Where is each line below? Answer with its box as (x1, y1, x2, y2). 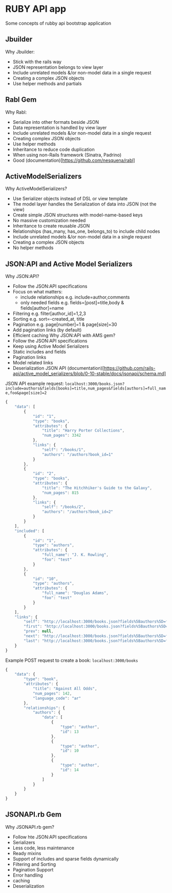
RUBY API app (5, 3, 67, 15)
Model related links (12, 360, 53, 366)
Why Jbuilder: (5, 48, 35, 54)
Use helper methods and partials (12, 80, 82, 86)
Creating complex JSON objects (12, 135, 81, 141)
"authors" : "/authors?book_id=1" (41, 452, 114, 457)
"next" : (24, 634, 40, 639)
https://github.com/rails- (103, 365, 156, 371)
